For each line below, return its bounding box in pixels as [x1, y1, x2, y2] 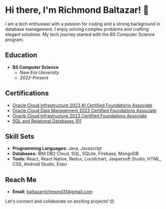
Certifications [5, 89, 49, 98]
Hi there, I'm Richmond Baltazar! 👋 [5, 4, 149, 16]
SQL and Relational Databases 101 [12, 118, 82, 124]
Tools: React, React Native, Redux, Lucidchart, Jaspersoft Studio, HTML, [12, 156, 161, 162]
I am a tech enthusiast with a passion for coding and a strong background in [5, 21, 161, 27]
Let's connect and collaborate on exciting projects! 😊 [5, 198, 114, 205]
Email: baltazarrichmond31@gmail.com [12, 189, 93, 195]
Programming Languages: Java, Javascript [12, 146, 102, 152]
